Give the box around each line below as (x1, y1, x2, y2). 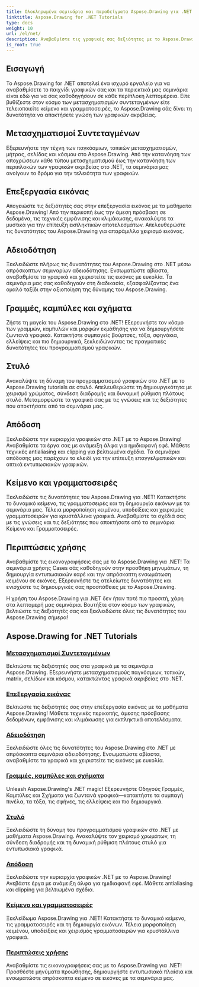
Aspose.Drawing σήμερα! (6, 614, 69, 621)
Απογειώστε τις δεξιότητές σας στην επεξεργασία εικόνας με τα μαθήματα (6, 203, 192, 210)
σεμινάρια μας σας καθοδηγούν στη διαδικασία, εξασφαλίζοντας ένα (6, 280, 179, 287)
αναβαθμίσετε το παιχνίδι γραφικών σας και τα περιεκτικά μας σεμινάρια (6, 86, 188, 93)
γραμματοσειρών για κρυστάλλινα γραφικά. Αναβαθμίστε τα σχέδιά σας (6, 512, 187, 520)
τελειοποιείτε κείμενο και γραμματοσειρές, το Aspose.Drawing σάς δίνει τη (6, 105, 192, 112)
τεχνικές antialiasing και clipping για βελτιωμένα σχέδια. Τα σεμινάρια (6, 448, 180, 455)
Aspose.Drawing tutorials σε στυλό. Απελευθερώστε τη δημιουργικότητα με (6, 383, 192, 390)
